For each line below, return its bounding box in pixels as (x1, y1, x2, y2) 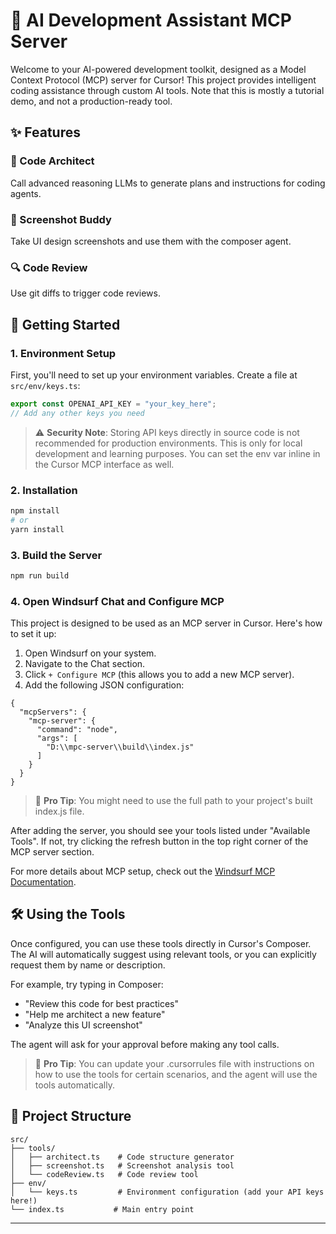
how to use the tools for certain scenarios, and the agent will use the (34, 1068, 318, 1080)
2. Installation (10, 483, 78, 497)
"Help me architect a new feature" (24, 1008, 166, 1020)
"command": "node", (36, 725, 118, 735)
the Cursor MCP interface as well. (34, 458, 175, 470)
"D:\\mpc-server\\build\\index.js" (46, 742, 195, 753)
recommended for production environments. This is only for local (34, 437, 303, 449)
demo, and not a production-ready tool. (10, 95, 173, 107)
